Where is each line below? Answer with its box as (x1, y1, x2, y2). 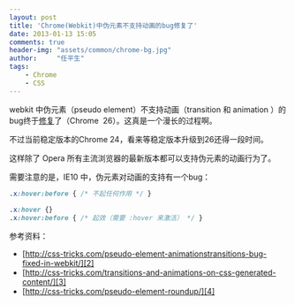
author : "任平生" (9, 54, 85, 63)
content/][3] (21, 277, 66, 287)
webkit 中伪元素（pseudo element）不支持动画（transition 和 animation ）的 (9, 103, 287, 115)
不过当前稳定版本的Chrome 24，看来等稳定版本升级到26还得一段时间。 (9, 133, 269, 144)
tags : (9, 63, 29, 72)
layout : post (9, 12, 57, 22)
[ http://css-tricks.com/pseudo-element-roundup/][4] (21, 286, 216, 297)
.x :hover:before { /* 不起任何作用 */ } (9, 189, 152, 198)
